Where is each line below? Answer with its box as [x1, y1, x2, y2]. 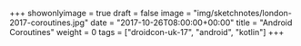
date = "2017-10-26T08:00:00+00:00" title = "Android [90, 17, 293, 28]
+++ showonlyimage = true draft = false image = [9, 8, 192, 18]
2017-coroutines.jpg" [9, 17, 89, 28]
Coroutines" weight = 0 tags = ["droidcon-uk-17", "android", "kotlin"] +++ [9, 27, 285, 37]
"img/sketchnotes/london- [193, 8, 293, 18]
